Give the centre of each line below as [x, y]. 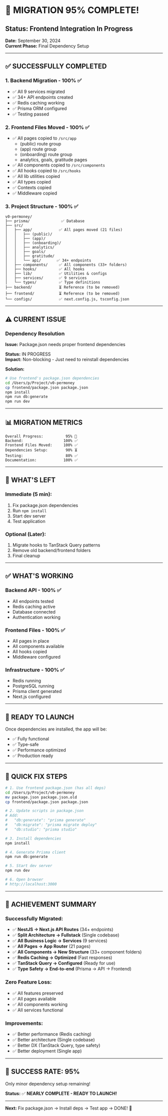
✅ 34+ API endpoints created [43, 97]
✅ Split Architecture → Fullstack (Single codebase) [66, 935]
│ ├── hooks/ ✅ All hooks [45, 269]
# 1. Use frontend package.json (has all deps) [56, 788]
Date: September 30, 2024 [33, 40]
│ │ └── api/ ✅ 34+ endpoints [48, 260]
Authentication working [36, 617]
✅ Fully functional [30, 739]
